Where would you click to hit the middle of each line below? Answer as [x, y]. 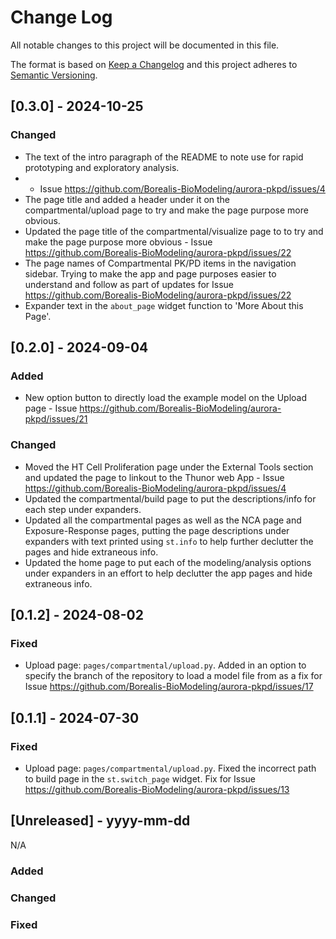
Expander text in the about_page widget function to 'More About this [164, 305]
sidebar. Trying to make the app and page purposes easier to [150, 273]
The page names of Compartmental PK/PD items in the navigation [160, 263]
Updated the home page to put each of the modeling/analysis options [168, 562]
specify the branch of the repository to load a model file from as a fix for [173, 676]
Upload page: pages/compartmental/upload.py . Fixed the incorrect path [170, 768]
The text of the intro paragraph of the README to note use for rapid [164, 157]
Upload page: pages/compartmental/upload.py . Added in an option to [165, 665]
